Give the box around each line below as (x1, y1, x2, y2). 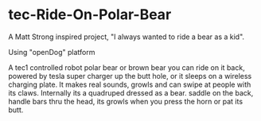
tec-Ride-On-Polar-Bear (8, 6, 172, 24)
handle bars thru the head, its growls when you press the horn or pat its (8, 96, 243, 106)
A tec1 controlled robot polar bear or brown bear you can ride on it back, (8, 62, 245, 72)
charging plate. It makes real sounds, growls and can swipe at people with (8, 80, 251, 89)
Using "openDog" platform (8, 47, 95, 57)
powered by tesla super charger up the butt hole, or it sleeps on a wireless (8, 71, 252, 80)
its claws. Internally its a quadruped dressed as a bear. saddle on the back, (8, 88, 254, 97)
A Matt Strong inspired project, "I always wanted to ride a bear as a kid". (8, 32, 245, 41)
